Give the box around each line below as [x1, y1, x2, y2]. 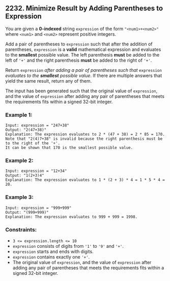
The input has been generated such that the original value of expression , [5, 88, 158, 94]
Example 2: [5, 157, 34, 164]
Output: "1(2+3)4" [5, 173, 44, 178]
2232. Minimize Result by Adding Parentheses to [5, 4, 163, 13]
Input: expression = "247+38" [5, 123, 70, 128]
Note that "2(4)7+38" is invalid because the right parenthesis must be [5, 136, 163, 142]
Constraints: [5, 226, 37, 233]
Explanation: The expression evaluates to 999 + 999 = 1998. [5, 214, 138, 219]
